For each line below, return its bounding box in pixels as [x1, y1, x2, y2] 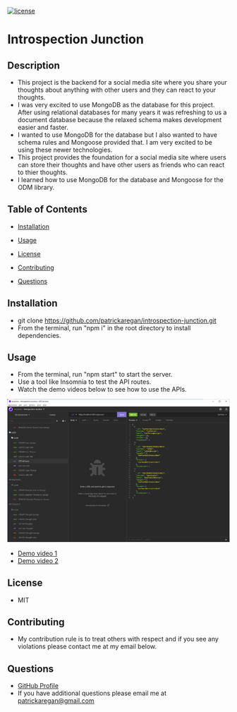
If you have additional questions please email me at [17, 689, 167, 698]
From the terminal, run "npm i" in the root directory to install [17, 323, 191, 332]
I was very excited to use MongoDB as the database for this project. [17, 101, 215, 109]
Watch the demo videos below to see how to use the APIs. [17, 385, 187, 394]
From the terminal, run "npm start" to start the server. [17, 370, 173, 379]
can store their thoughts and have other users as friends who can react [17, 161, 225, 169]
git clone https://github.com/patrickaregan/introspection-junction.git [17, 316, 217, 325]
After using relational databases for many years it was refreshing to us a [17, 108, 227, 116]
